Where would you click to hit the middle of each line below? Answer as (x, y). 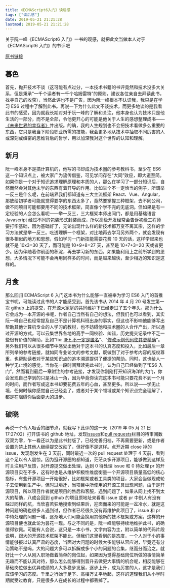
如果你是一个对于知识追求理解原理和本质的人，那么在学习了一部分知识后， (83, 182)
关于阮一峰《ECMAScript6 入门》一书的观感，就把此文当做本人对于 (75, 39)
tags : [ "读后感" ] (22, 15)
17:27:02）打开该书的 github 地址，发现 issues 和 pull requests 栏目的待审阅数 (84, 434)
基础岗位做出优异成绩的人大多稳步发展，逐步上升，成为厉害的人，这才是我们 (85, 567)
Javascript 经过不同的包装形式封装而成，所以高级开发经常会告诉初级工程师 (83, 220)
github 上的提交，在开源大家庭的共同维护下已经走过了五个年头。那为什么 (87, 308)
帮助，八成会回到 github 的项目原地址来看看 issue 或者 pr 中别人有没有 (87, 497)
